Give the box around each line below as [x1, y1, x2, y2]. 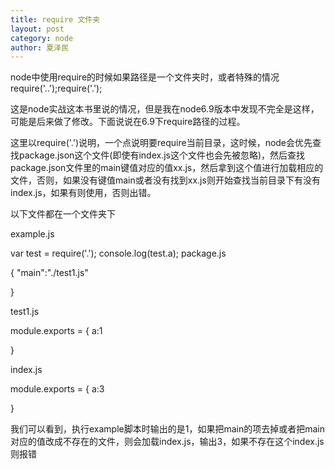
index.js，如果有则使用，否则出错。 [10, 187, 157, 199]
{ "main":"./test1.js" [10, 267, 89, 279]
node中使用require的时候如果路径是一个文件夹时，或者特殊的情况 [10, 71, 280, 83]
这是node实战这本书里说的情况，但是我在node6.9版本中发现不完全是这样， [10, 103, 320, 115]
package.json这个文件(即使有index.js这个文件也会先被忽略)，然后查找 [18, 149, 306, 161]
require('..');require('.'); [10, 82, 103, 95]
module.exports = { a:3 [10, 383, 105, 395]
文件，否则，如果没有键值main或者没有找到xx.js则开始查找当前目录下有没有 [10, 174, 321, 186]
